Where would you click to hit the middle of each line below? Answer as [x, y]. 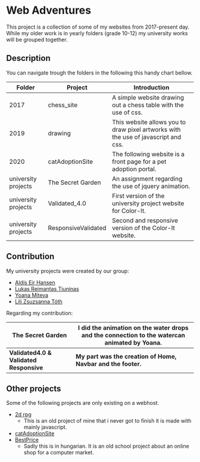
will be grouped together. [37, 39]
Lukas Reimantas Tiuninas [47, 289]
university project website [148, 203]
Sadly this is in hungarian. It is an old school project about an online [106, 446]
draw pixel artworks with [146, 129]
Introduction [151, 87]
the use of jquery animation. [151, 186]
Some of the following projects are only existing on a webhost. [83, 403]
